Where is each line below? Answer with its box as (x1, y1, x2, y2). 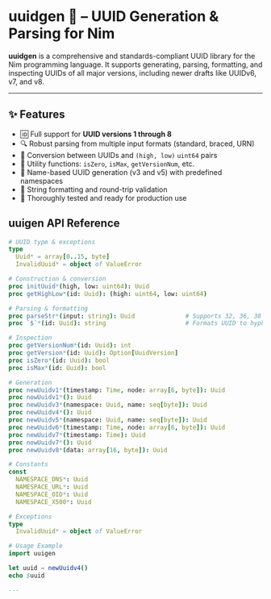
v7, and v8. (8, 77, 44, 86)
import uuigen (8, 550, 56, 558)
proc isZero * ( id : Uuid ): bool (8, 356, 110, 364)
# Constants (8, 460, 48, 468)
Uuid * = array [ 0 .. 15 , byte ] (15, 253, 110, 261)
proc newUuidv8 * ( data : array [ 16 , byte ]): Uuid (8, 446, 168, 454)
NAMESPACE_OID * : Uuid (15, 490, 89, 498)
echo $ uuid (8, 572, 45, 580)
